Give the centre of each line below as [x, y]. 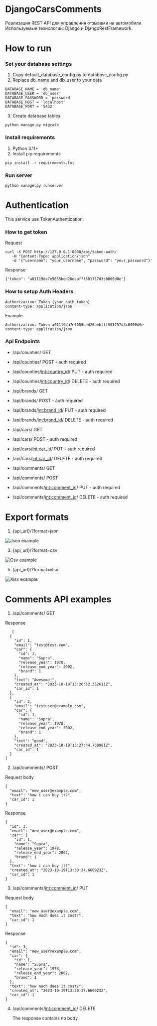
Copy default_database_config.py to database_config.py [70, 75]
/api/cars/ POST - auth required [45, 439]
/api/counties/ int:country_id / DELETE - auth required [66, 381]
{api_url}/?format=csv [35, 550]
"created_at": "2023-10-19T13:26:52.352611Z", [63, 684]
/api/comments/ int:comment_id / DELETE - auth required [70, 497]
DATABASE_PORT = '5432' [30, 107]
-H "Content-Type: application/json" [51, 256]
